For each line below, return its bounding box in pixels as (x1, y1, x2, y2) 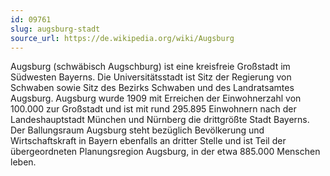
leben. (10, 156, 37, 168)
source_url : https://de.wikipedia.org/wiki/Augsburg (10, 33, 235, 43)
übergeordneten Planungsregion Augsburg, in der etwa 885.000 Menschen (10, 146, 321, 158)
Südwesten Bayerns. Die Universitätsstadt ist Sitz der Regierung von (10, 71, 292, 83)
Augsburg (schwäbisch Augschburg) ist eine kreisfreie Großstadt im (10, 61, 291, 73)
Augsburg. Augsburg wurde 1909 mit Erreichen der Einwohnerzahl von (10, 92, 302, 105)
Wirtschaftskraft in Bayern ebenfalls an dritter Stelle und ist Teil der (10, 135, 287, 147)
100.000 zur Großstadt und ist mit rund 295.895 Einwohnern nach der (10, 103, 297, 115)
